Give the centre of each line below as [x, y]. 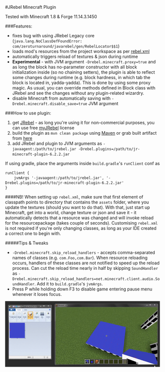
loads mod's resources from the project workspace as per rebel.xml [81, 51]
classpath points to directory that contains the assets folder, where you [77, 202]
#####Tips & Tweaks [27, 243]
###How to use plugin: [28, 113]
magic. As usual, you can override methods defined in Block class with [84, 88]
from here [22, 138]
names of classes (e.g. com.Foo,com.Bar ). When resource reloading [80, 258]
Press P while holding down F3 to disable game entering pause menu [82, 289]
